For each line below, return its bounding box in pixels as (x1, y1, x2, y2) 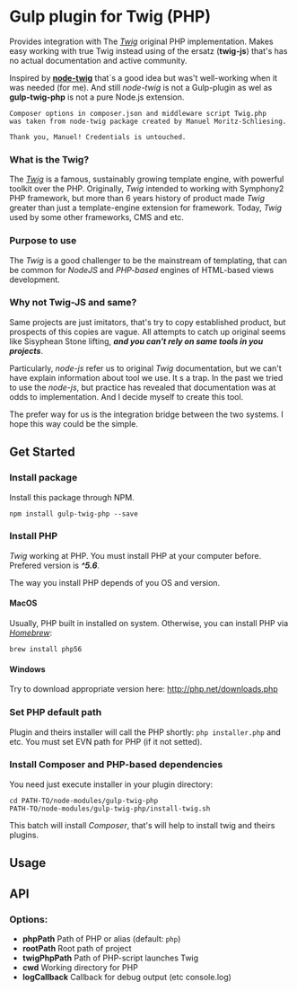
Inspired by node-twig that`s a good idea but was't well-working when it (9, 72, 278, 83)
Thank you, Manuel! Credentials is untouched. (9, 132, 187, 141)
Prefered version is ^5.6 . (9, 560, 100, 571)
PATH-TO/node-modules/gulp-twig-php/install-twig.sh (9, 804, 211, 813)
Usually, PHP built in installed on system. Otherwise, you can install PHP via (9, 618, 289, 629)
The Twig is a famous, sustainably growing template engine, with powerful (9, 173, 284, 185)
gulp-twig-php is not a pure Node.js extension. (9, 92, 185, 102)
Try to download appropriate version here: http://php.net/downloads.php (9, 684, 278, 695)
